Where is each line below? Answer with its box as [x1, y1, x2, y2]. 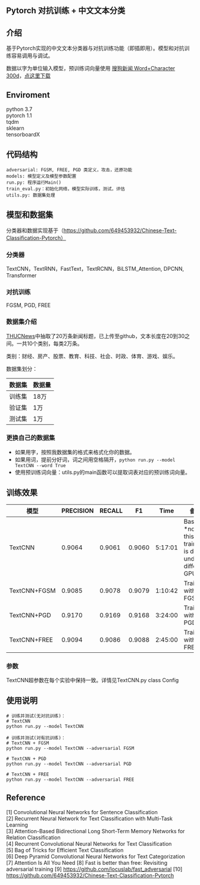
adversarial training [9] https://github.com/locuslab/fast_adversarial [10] [6, 865, 183, 873]
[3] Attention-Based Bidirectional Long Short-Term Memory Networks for [6, 827, 185, 834]
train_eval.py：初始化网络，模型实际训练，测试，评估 [6, 186, 125, 192]
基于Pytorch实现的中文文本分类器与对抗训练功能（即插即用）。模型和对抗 [6, 45, 185, 52]
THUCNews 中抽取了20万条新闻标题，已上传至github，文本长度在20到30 [6, 332, 185, 339]
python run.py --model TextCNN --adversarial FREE [6, 776, 135, 783]
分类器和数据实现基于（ [6, 227, 64, 234]
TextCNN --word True [14, 462, 66, 468]
